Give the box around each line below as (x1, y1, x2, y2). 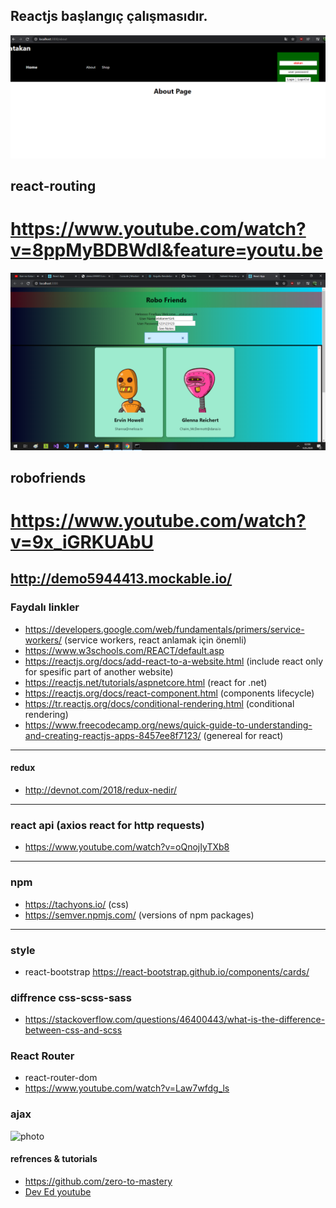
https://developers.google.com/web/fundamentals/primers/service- (24, 623, 305, 635)
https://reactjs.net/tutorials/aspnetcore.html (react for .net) (24, 676, 268, 688)
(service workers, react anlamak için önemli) (64, 634, 247, 646)
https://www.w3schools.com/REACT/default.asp (24, 644, 225, 656)
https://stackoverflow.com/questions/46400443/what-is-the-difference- (24, 1014, 326, 1026)
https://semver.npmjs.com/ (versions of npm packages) (24, 909, 255, 921)
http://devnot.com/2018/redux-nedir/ (24, 784, 178, 796)
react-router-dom (24, 1072, 98, 1084)
